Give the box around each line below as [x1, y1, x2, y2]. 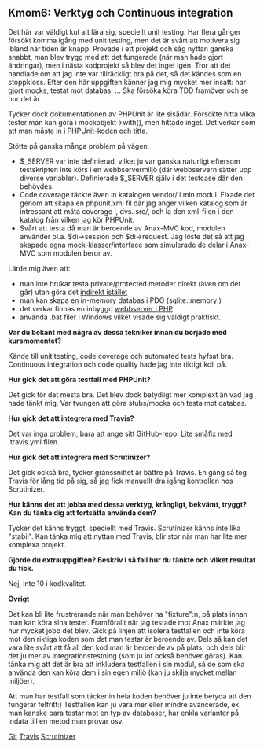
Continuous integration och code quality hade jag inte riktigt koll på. [8, 359, 228, 369]
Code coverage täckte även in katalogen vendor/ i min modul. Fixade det [19, 190, 255, 199]
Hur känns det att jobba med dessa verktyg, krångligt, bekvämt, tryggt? [8, 499, 247, 509]
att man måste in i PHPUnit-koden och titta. [8, 126, 148, 135]
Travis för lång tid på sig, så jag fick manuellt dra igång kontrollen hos [8, 476, 233, 485]
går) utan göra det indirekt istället [19, 287, 128, 297]
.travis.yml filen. [8, 437, 60, 447]
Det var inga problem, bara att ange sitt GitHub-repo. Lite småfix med [8, 429, 233, 438]
